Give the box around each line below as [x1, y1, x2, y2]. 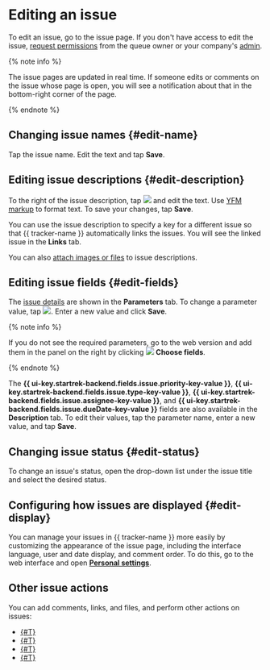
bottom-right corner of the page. [8, 89, 117, 98]
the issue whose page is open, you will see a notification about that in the [8, 81, 252, 90]
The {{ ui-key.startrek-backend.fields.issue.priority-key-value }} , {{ [8, 379, 242, 389]
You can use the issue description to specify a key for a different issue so [8, 219, 252, 229]
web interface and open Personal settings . [8, 558, 152, 568]
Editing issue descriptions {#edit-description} [8, 173, 245, 187]
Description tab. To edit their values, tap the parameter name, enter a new [8, 413, 255, 422]
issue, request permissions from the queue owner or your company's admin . [8, 40, 263, 50]
